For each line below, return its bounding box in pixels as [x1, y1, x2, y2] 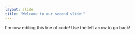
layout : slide [5, 7, 34, 12]
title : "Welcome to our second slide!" [5, 12, 86, 16]
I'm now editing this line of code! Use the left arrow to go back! [5, 24, 131, 30]
